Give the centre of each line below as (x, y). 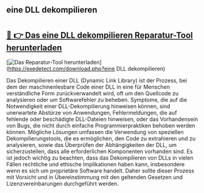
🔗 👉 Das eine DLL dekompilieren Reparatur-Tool (100, 35)
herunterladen (34, 48)
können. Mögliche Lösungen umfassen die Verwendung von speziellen (95, 132)
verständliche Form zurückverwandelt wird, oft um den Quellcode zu (93, 93)
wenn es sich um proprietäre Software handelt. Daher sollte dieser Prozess (100, 171)
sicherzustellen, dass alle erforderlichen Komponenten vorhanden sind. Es (100, 151)
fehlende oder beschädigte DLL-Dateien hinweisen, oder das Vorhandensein (102, 119)
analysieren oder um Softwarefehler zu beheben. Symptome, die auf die (97, 100)
